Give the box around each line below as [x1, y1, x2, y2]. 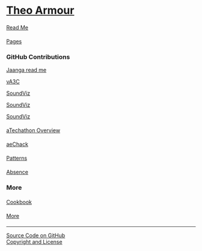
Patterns [6, 154, 28, 162]
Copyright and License [6, 238, 63, 246]
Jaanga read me [6, 67, 47, 74]
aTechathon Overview [6, 127, 61, 134]
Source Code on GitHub [6, 232, 66, 239]
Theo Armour [6, 4, 75, 17]
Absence [6, 169, 29, 176]
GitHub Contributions [6, 53, 70, 61]
